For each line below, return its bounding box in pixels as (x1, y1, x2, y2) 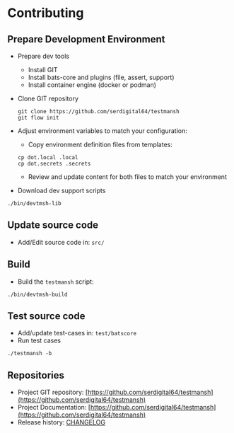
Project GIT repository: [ (17, 388, 88, 397)
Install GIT (28, 66, 58, 74)
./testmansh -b (7, 350, 52, 357)
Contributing (7, 5, 84, 21)
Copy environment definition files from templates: (28, 140, 173, 149)
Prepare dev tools (17, 52, 69, 60)
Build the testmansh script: (17, 277, 94, 286)
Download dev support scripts (17, 186, 106, 195)
